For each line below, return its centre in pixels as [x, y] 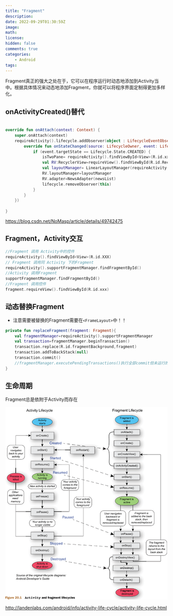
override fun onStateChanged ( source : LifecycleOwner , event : [91, 146]
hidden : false [21, 44]
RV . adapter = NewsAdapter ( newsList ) [79, 179]
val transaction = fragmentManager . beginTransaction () [72, 341]
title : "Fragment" [25, 11]
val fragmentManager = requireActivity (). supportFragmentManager [84, 336]
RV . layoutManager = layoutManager [77, 173]
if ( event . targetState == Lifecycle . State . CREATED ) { [92, 152]
